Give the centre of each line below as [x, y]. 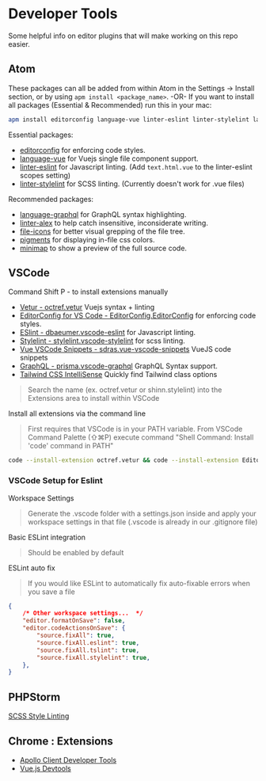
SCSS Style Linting [39, 716]
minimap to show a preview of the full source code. [103, 248]
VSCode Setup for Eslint [55, 481]
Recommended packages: [51, 199]
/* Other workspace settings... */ [83, 613]
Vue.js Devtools [45, 768]
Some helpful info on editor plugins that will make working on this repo [123, 36]
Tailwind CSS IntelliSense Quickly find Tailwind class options [118, 375]
